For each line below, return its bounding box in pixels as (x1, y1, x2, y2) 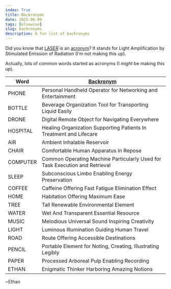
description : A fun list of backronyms (5, 31, 90, 36)
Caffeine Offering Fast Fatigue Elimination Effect (41, 185, 157, 192)
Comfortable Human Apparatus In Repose (41, 147, 141, 154)
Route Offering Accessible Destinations (41, 234, 136, 241)
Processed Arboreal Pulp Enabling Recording (41, 257, 149, 264)
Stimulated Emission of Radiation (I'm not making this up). (5, 50, 126, 57)
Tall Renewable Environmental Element (41, 201, 134, 208)
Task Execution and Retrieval (41, 162, 111, 169)
